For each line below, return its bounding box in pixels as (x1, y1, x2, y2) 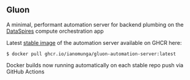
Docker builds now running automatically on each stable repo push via (6, 61, 184, 68)
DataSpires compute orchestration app (6, 27, 104, 35)
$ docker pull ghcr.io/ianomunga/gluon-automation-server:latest (6, 51, 176, 57)
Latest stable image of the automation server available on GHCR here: (6, 39, 182, 46)
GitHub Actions (6, 68, 45, 75)
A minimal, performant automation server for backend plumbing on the (6, 21, 185, 28)
